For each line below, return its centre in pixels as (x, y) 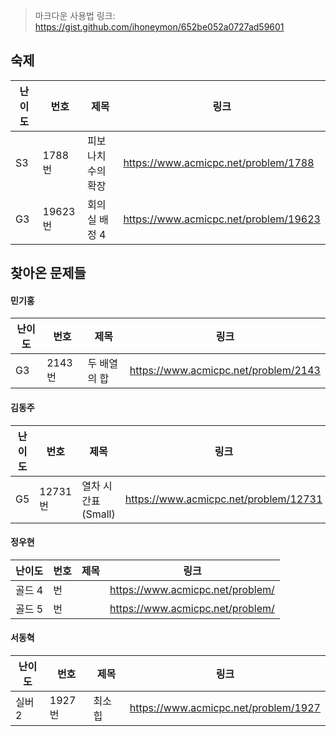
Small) (100, 514)
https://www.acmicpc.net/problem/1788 (219, 162)
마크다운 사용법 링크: (75, 15)
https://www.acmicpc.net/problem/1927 (225, 708)
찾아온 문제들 (48, 273)
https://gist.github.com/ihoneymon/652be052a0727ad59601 (159, 27)
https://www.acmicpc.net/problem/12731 (223, 499)
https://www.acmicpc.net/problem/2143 (225, 371)
